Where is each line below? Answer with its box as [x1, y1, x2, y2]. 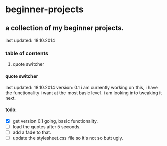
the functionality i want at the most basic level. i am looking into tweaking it [5, 90, 162, 96]
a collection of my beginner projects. [5, 24, 124, 32]
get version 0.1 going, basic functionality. [12, 118, 98, 124]
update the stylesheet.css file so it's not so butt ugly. [12, 135, 123, 141]
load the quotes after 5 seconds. [12, 123, 81, 130]
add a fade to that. [12, 129, 52, 135]
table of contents [5, 50, 48, 57]
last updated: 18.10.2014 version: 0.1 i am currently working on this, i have [5, 84, 158, 90]
